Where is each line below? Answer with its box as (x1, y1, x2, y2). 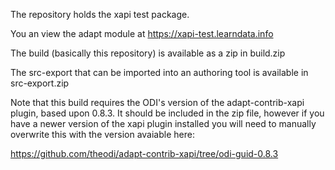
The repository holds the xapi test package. (10, 9, 190, 20)
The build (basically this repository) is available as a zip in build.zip (10, 47, 286, 59)
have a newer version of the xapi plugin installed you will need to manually (10, 118, 317, 129)
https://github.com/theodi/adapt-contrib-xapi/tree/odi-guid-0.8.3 (10, 148, 279, 159)
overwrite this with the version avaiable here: (10, 129, 195, 140)
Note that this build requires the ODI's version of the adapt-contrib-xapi (10, 97, 305, 108)
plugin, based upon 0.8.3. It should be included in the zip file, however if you (10, 107, 325, 119)
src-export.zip (10, 77, 70, 89)
